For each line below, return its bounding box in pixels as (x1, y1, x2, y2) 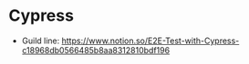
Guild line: (21, 35, 60, 46)
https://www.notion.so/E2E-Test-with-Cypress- (61, 35, 240, 46)
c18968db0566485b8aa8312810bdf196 (21, 44, 171, 55)
